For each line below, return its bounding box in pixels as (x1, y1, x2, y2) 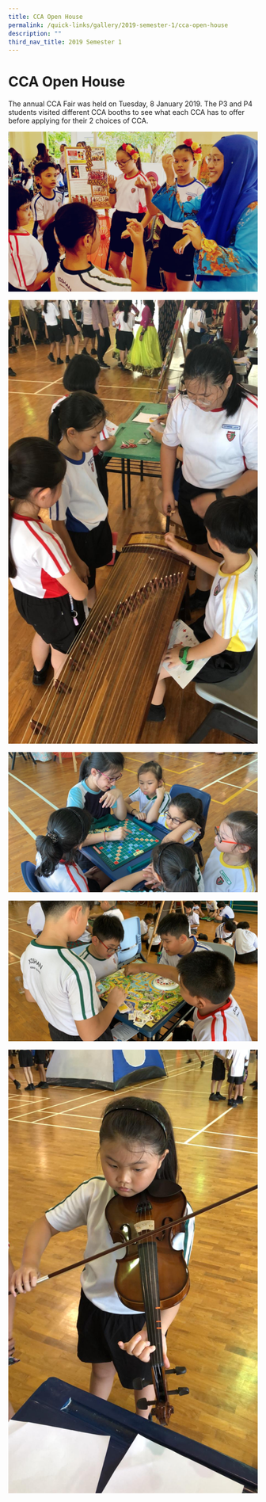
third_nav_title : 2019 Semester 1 (8, 38, 123, 46)
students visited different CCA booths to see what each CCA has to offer (8, 108, 245, 117)
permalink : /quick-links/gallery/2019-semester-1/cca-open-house (8, 21, 228, 29)
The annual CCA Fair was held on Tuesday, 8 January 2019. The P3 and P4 (8, 99, 253, 109)
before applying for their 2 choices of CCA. (8, 116, 149, 126)
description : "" (8, 29, 62, 37)
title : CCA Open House (8, 13, 83, 21)
